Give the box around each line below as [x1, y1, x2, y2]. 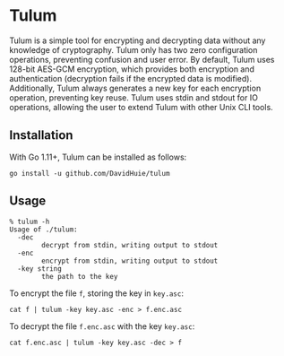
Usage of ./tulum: [9, 225, 78, 234]
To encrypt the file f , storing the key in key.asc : [9, 288, 184, 299]
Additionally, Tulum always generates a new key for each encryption [9, 82, 262, 93]
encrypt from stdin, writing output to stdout [41, 256, 219, 265]
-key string [17, 264, 63, 274]
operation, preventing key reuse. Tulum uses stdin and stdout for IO [9, 91, 258, 103]
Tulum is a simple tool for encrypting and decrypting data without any [9, 35, 266, 46]
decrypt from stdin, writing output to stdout [41, 240, 219, 249]
